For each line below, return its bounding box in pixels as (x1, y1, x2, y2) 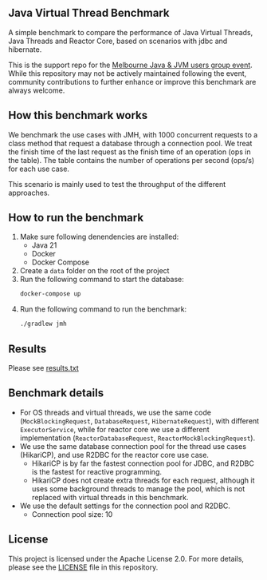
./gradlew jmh (19, 320, 67, 328)
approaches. (8, 188, 50, 197)
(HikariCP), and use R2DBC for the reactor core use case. (19, 450, 210, 459)
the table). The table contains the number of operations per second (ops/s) (8, 155, 255, 165)
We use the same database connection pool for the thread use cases (19, 441, 247, 451)
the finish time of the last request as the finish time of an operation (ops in (8, 147, 251, 157)
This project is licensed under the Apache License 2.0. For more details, (8, 554, 245, 563)
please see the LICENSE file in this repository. (8, 562, 159, 572)
